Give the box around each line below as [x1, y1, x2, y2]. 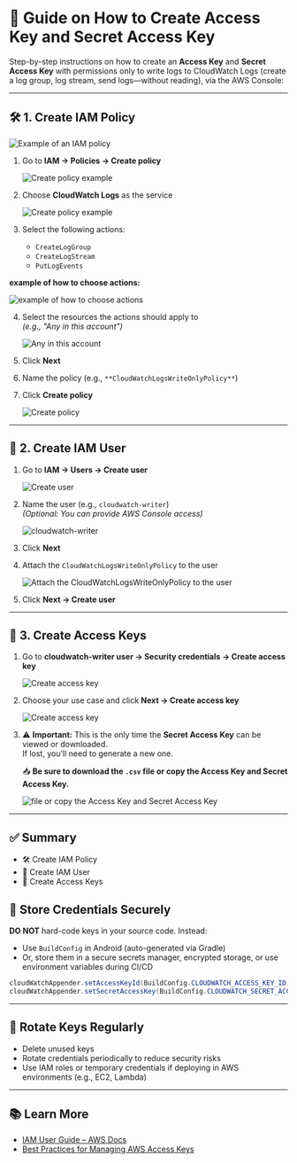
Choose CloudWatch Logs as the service [21, 190, 173, 200]
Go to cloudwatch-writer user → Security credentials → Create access [21, 652, 286, 662]
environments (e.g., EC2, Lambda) [21, 1072, 148, 1082]
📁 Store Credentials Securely [9, 902, 171, 917]
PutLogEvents [34, 261, 84, 270]
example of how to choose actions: [9, 277, 141, 287]
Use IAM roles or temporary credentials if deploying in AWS [21, 1062, 240, 1073]
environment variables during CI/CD [21, 962, 153, 972]
